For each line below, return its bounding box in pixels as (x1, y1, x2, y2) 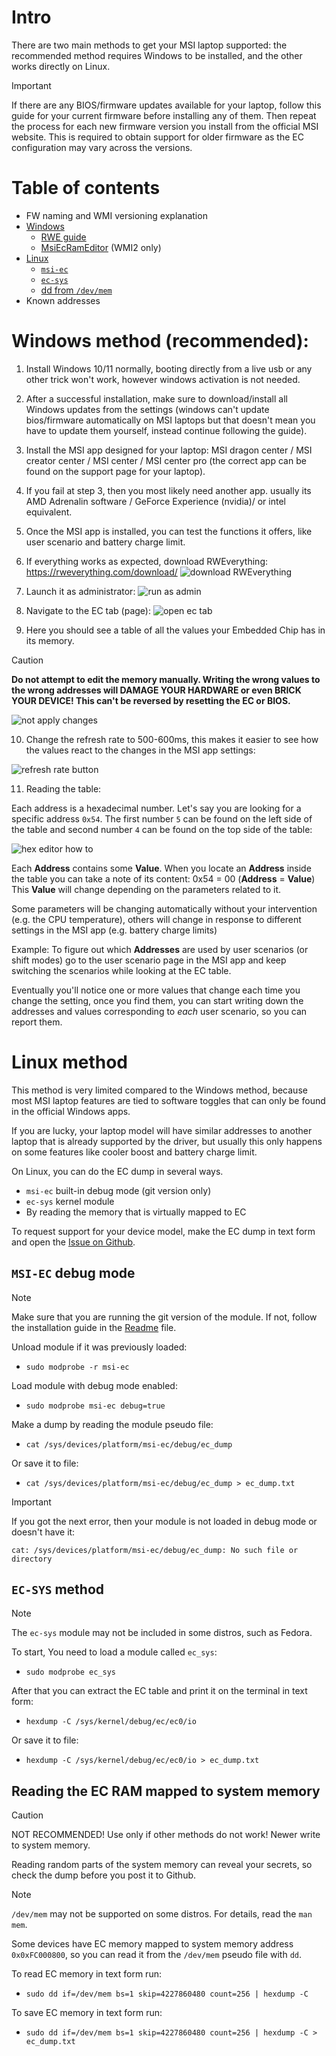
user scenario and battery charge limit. (25, 536, 186, 548)
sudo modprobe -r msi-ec (25, 1362, 130, 1372)
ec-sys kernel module (25, 1195, 115, 1207)
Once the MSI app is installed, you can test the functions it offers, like (25, 525, 313, 537)
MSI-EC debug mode (11, 1265, 136, 1282)
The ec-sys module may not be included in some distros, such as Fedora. (11, 1627, 313, 1639)
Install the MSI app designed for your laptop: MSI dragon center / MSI (25, 444, 313, 456)
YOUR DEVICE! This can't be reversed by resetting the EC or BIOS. (11, 694, 291, 706)
